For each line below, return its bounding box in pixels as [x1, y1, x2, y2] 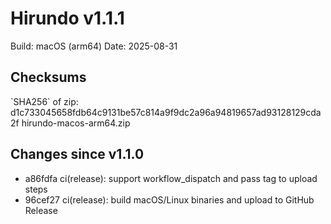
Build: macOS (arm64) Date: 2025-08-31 [10, 40, 178, 52]
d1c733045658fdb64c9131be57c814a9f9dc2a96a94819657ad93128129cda [10, 106, 322, 118]
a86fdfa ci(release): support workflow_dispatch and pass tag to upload [24, 172, 318, 184]
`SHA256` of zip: [10, 95, 79, 107]
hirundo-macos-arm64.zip [21, 117, 131, 129]
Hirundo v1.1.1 [10, 7, 125, 30]
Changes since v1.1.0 [10, 146, 145, 163]
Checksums [10, 69, 87, 86]
